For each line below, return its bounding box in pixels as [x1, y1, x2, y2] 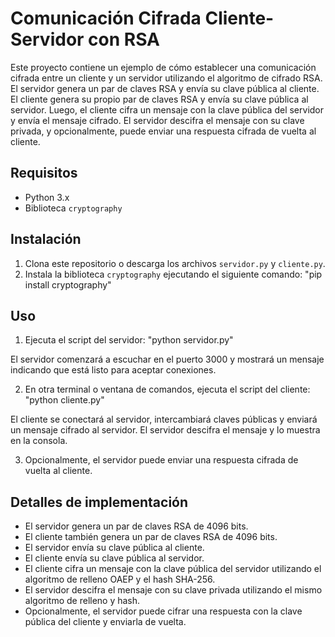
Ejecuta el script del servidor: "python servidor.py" [24, 334, 234, 346]
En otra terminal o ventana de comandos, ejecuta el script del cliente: [24, 383, 311, 396]
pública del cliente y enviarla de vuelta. [24, 616, 187, 628]
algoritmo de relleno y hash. [24, 595, 141, 607]
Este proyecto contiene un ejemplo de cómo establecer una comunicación [10, 61, 317, 73]
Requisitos [10, 165, 78, 182]
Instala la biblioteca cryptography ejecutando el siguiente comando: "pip [24, 268, 323, 280]
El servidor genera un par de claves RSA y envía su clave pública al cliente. [10, 82, 320, 94]
